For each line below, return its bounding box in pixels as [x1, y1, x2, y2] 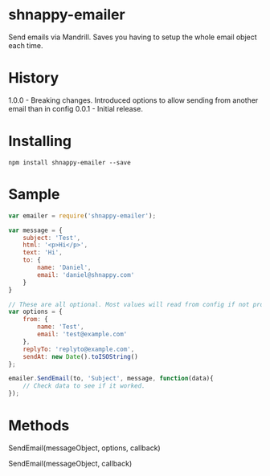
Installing [8, 132, 72, 150]
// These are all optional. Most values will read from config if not [8, 300, 250, 308]
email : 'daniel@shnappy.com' [37, 271, 135, 279]
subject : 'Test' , [22, 234, 81, 242]
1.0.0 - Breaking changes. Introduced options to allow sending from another [8, 95, 259, 105]
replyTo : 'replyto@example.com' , [22, 345, 135, 353]
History [8, 69, 59, 87]
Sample [8, 185, 60, 203]
